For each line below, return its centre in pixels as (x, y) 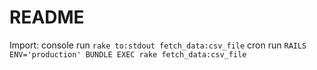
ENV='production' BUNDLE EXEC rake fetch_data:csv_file (128, 54)
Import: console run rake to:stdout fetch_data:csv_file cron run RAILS (158, 45)
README (47, 17)
